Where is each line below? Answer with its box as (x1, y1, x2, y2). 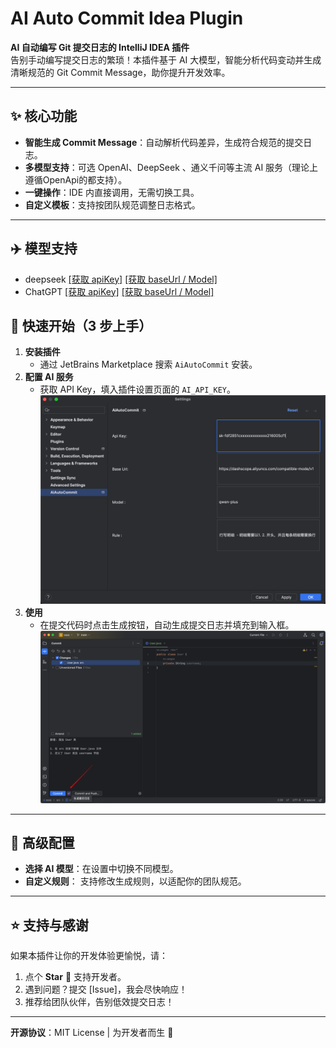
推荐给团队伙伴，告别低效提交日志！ (24, 996, 175, 1008)
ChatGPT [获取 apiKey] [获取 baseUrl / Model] (24, 285, 215, 297)
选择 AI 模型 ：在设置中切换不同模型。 (24, 863, 179, 875)
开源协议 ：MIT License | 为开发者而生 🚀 (10, 1027, 174, 1039)
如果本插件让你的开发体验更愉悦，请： (10, 950, 168, 962)
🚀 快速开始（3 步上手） (10, 317, 153, 334)
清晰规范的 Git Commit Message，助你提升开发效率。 (10, 66, 231, 78)
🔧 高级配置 (10, 834, 75, 851)
